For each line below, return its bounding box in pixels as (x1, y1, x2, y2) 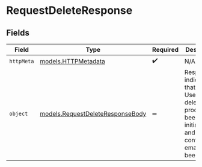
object (9, 110, 28, 117)
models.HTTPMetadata (40, 57, 105, 65)
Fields (6, 28, 30, 38)
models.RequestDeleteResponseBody (40, 110, 147, 118)
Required (152, 46, 179, 54)
